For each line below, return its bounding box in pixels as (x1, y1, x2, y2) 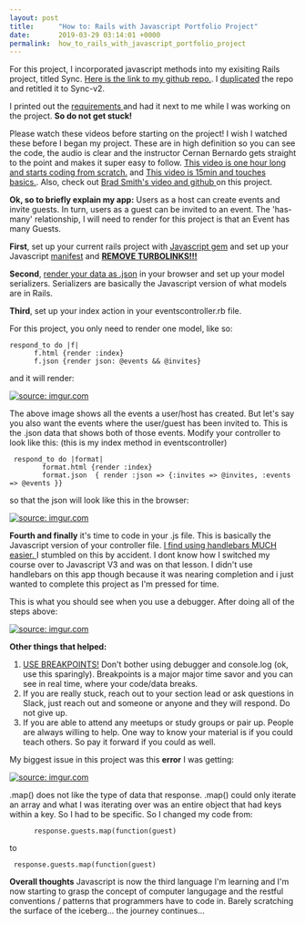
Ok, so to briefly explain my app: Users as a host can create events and (9, 194, 280, 205)
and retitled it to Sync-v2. (9, 83, 106, 94)
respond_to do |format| (13, 455, 104, 464)
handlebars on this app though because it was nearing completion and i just (9, 569, 294, 580)
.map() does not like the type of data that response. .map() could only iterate (9, 790, 297, 801)
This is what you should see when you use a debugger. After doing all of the (9, 597, 295, 608)
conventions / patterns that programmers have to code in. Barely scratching (9, 896, 294, 907)
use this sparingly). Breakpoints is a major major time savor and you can (22, 669, 294, 680)
